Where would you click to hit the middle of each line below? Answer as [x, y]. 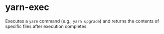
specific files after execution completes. [46, 26]
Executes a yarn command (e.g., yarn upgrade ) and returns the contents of [82, 21]
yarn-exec [27, 7]
